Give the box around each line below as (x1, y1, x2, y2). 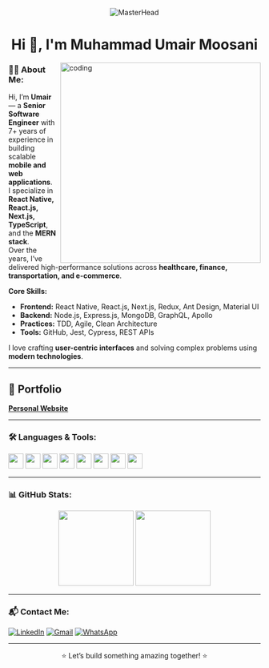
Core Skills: (8, 287, 48, 296)
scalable (8, 152, 36, 162)
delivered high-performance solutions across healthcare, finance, (8, 263, 228, 272)
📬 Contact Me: (8, 606, 70, 617)
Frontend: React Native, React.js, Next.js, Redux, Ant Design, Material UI (19, 302, 259, 312)
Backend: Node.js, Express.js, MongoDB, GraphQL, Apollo (19, 311, 213, 320)
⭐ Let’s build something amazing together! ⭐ (61, 651, 208, 661)
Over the (8, 245, 38, 256)
